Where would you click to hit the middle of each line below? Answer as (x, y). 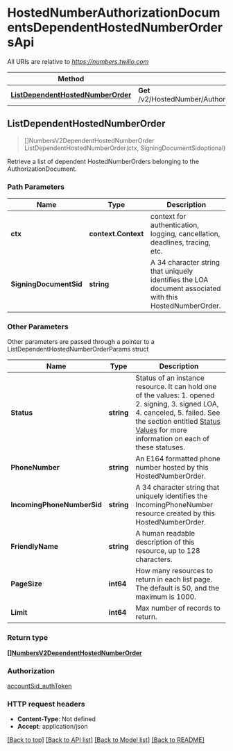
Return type (28, 638)
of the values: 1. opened (175, 395)
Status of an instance (170, 378)
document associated (185, 288)
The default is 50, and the (177, 588)
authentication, (175, 225)
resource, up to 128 (167, 551)
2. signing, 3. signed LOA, (177, 404)
